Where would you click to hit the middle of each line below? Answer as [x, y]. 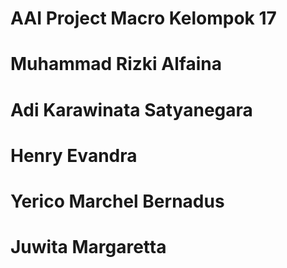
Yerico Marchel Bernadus [117, 201]
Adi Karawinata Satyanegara [131, 109]
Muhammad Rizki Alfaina [116, 64]
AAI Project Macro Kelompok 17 [143, 18]
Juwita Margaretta [88, 247]
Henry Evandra [74, 155]
